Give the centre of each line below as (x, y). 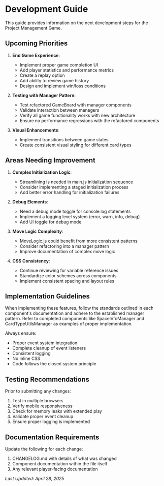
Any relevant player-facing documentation (55, 469)
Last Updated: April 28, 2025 (35, 478)
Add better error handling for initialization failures (69, 192)
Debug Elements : (30, 202)
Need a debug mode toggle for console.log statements (75, 211)
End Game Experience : (36, 55)
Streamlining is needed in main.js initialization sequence (76, 182)
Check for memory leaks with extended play (57, 411)
